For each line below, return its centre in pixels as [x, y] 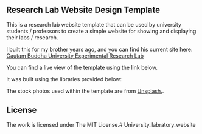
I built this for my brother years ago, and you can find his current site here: [99, 49]
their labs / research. [32, 37]
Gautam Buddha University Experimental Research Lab [75, 55]
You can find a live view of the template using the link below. [82, 67]
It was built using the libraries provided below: [64, 79]
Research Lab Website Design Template [83, 10]
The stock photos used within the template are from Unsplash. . [85, 91]
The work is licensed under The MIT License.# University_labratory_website [101, 124]
